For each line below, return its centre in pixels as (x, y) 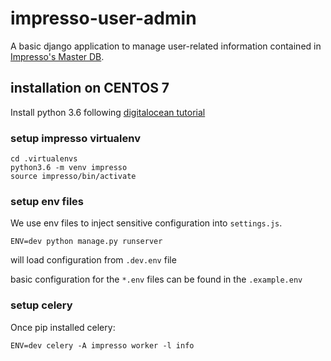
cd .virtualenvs (44, 159)
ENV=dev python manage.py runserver (86, 242)
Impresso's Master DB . (57, 56)
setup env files (47, 201)
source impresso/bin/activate (73, 177)
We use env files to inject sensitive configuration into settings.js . (146, 223)
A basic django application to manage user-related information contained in (166, 46)
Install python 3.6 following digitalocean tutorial (108, 112)
